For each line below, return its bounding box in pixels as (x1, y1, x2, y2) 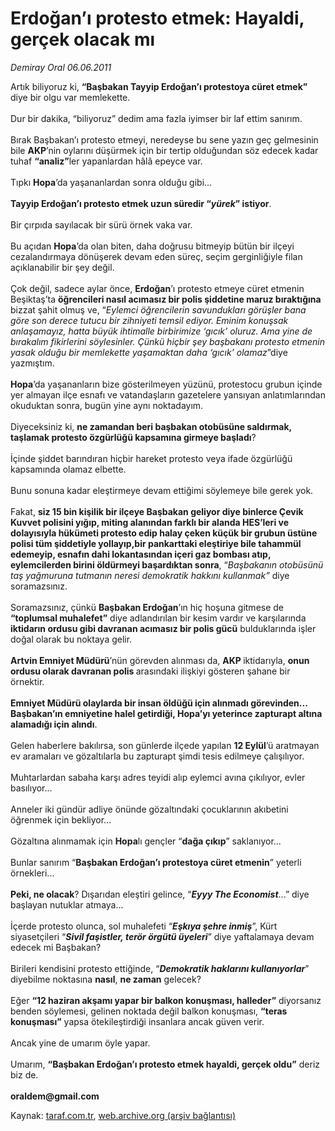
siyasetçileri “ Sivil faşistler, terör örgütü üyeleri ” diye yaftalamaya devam (10, 930, 315, 942)
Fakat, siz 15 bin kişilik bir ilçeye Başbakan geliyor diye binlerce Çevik (10, 505, 304, 517)
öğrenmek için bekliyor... (10, 813, 112, 826)
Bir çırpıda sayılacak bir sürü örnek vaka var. (10, 218, 193, 231)
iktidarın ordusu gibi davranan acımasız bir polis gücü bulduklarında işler (10, 622, 317, 634)
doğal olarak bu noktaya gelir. (10, 633, 133, 645)
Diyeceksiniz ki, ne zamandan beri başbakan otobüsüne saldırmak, (10, 420, 292, 432)
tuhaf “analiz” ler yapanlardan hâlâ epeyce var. (10, 155, 203, 167)
